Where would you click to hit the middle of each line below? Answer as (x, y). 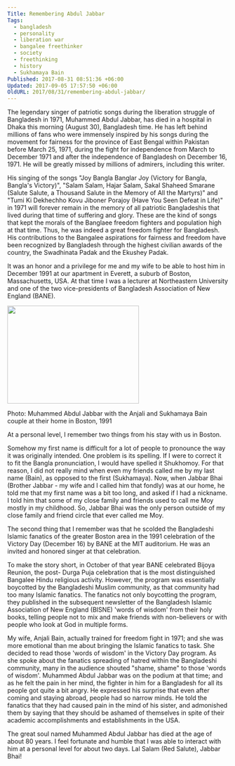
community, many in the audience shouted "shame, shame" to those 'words (117, 668)
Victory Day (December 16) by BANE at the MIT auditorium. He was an (109, 544)
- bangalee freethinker (48, 46)
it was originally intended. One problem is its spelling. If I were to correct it (115, 456)
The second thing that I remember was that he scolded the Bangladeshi (110, 529)
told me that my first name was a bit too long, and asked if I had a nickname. (117, 493)
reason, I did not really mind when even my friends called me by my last (111, 470)
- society (28, 53)
